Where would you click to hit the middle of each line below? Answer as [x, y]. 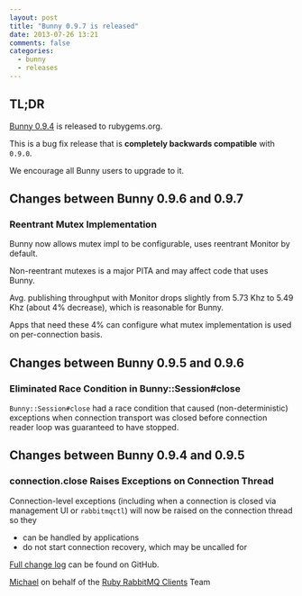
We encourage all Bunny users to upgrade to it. [97, 170]
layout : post [34, 18]
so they [23, 519]
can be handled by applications [81, 537]
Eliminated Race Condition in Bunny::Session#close [125, 388]
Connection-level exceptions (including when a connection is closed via [143, 501]
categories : [32, 51]
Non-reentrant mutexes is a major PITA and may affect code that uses [139, 271]
